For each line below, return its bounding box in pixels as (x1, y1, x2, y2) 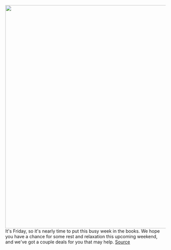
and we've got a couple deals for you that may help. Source (5, 239, 130, 245)
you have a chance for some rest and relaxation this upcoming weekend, (5, 234, 158, 239)
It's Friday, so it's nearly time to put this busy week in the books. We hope (5, 228, 160, 234)
